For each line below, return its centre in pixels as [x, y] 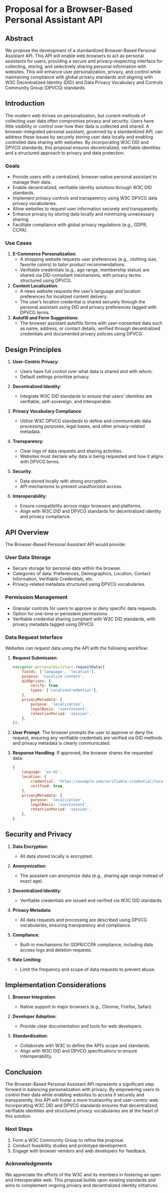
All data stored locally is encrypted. [56, 856]
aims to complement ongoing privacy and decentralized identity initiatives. [82, 1185]
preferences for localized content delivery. [64, 296]
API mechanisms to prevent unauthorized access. [71, 486]
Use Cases [19, 243]
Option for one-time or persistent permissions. [60, 613]
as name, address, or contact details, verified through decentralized [90, 328]
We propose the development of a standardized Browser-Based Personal [81, 50]
